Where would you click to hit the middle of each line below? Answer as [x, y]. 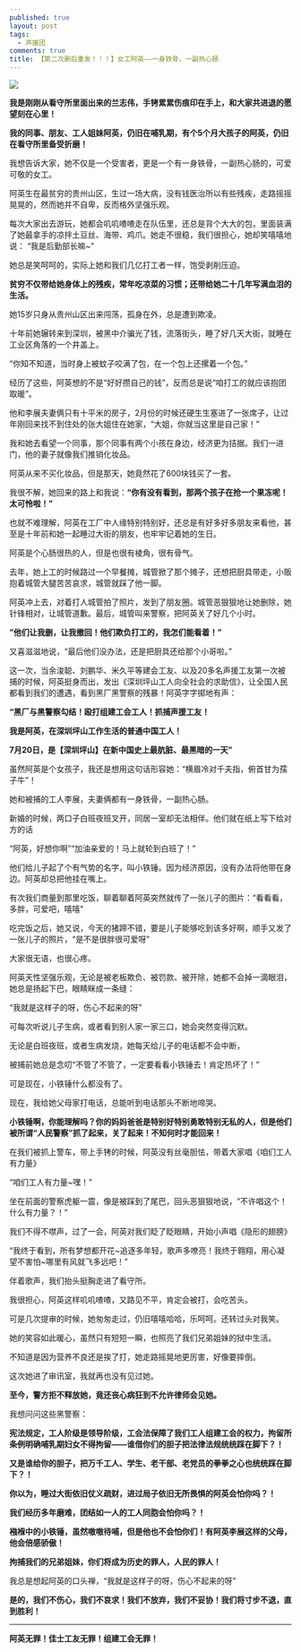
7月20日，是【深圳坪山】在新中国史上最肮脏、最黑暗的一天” [121, 750]
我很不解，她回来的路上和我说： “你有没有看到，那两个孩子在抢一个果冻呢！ [149, 492]
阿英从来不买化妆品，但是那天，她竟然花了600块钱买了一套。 [123, 473]
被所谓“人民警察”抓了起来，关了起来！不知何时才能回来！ [116, 1133]
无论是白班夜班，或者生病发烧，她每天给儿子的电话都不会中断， [127, 1045]
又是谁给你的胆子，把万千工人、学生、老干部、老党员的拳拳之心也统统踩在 [146, 1463]
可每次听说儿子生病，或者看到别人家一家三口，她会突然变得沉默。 [131, 1026]
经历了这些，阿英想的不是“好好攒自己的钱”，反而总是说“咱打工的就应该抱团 [148, 383]
